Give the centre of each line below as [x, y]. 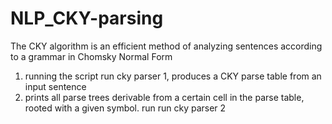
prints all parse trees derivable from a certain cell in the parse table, [164, 97]
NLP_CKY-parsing [87, 18]
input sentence [55, 86]
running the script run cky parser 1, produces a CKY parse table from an [173, 76]
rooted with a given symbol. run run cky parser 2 [125, 108]
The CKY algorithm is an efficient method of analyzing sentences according [166, 46]
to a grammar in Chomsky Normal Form [91, 56]
